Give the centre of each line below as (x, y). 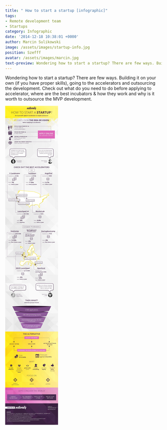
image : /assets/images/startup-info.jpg (48, 47)
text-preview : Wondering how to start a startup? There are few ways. (80, 63)
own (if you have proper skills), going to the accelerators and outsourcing (80, 83)
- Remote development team (33, 21)
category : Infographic (29, 32)
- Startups (16, 26)
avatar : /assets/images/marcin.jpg (42, 58)
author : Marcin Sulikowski (33, 42)
